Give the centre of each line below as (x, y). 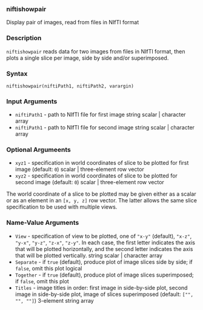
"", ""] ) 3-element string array (54, 300)
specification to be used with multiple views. (62, 207)
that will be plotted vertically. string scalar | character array (88, 255)
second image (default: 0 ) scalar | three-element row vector (90, 182)
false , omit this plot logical (48, 268)
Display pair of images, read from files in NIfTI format (73, 22)
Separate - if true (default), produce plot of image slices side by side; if (104, 262)
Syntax (17, 74)
